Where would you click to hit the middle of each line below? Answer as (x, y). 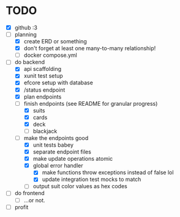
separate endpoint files (62, 152)
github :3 (26, 28)
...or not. (34, 200)
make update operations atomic (73, 159)
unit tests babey (53, 145)
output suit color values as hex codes (80, 186)
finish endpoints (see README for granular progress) (91, 103)
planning (26, 35)
